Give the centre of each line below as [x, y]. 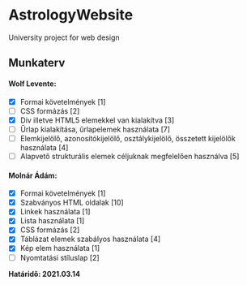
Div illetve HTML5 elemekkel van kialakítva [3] [97, 120]
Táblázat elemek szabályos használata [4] [90, 239]
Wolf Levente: [32, 84]
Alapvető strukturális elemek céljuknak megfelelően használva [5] [130, 156]
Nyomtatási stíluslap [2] [60, 257]
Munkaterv [37, 63]
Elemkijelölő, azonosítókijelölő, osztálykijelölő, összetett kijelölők [128, 138]
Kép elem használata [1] [60, 248]
